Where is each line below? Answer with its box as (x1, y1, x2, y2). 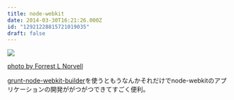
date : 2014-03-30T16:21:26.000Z (7, 17, 102, 24)
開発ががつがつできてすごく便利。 (50, 85, 149, 94)
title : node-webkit (7, 10, 65, 17)
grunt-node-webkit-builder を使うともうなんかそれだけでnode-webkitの (7, 76, 215, 85)
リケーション (7, 85, 44, 94)
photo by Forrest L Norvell (7, 62, 83, 71)
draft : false (7, 29, 46, 37)
